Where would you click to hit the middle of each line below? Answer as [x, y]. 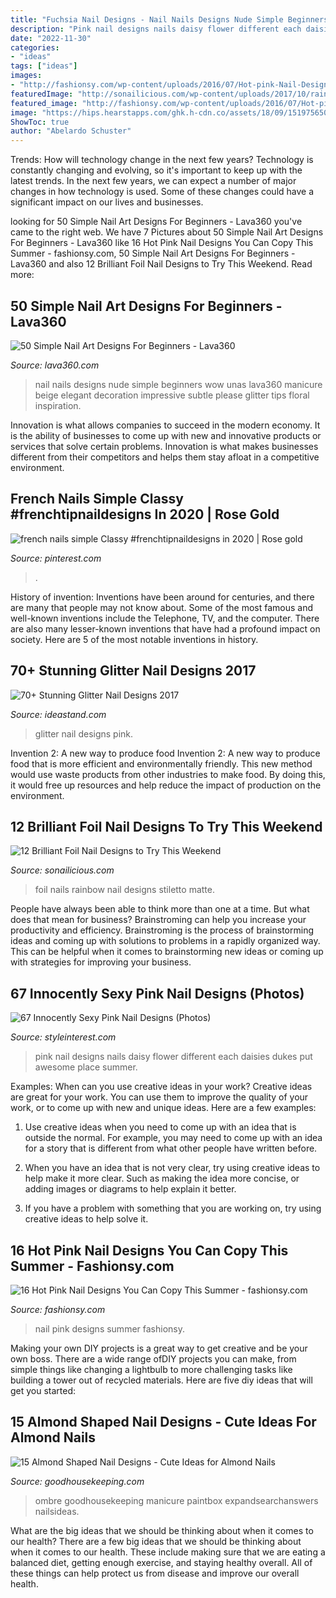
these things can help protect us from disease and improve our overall [155, 1573]
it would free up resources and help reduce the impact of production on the [166, 785]
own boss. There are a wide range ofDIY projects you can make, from [153, 1359]
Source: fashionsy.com [58, 1309]
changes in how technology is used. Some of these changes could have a [162, 192]
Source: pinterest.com [56, 558]
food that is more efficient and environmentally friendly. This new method [161, 763]
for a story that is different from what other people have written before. [171, 1148]
